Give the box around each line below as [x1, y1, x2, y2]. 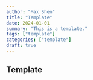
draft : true [6, 43, 36, 49]
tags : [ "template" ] [6, 31, 56, 37]
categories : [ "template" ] [6, 37, 71, 43]
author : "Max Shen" [6, 8, 56, 15]
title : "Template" [6, 14, 53, 20]
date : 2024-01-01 [6, 20, 50, 26]
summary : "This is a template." [6, 25, 88, 32]
